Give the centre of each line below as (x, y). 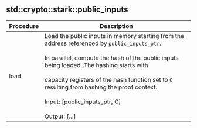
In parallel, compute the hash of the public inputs (111, 58)
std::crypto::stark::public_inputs (67, 10)
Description (116, 26)
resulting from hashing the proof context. (101, 87)
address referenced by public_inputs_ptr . (103, 43)
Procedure (24, 26)
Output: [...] (60, 116)
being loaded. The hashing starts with (96, 65)
